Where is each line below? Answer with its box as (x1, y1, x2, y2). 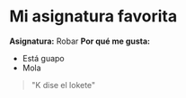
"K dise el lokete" (31, 79, 96, 90)
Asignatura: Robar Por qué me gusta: (9, 36, 151, 46)
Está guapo (22, 53, 65, 63)
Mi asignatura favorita (9, 6, 178, 27)
